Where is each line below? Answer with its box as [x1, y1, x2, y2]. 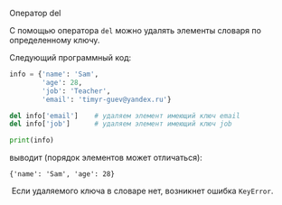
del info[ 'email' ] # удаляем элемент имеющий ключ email [9, 111, 241, 120]
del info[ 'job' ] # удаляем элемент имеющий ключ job [9, 119, 232, 129]
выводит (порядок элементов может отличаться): [9, 153, 203, 163]
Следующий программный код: [9, 52, 132, 62]
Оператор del [9, 8, 61, 18]
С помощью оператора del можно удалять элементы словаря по [9, 25, 262, 35]
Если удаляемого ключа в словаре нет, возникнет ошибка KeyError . [11, 185, 274, 197]
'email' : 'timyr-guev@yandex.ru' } [42, 95, 172, 104]
